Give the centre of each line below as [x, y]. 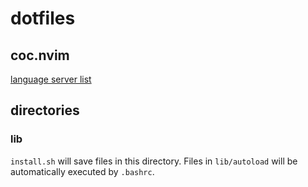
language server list [51, 79]
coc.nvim [40, 55]
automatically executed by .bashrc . [82, 171]
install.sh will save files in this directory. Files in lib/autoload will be [154, 161]
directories [45, 110]
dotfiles [43, 18]
